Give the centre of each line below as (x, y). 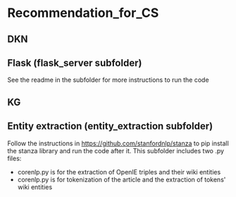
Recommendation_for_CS (83, 13)
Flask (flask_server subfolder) (75, 62)
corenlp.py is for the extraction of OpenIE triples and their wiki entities (119, 172)
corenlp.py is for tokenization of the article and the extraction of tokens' (122, 179)
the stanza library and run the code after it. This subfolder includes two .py (116, 150)
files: (14, 158)
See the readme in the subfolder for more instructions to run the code (108, 80)
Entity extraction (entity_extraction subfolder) (110, 126)
